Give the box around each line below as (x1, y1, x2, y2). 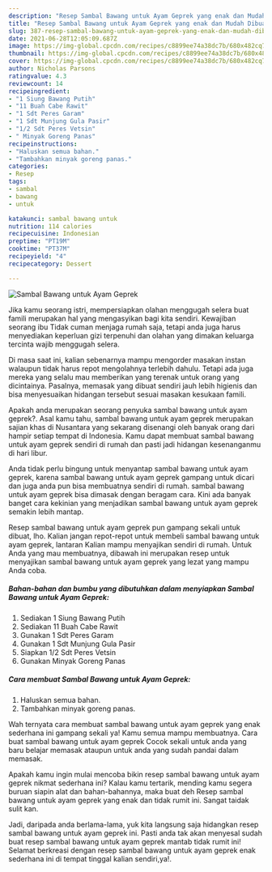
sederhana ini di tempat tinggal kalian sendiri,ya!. (8, 853, 172, 863)
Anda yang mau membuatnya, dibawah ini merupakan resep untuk (8, 548, 230, 558)
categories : (8, 163, 49, 171)
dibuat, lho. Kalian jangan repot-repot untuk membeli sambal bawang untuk (8, 531, 260, 541)
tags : (8, 177, 27, 186)
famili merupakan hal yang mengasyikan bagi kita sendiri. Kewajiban (8, 313, 236, 323)
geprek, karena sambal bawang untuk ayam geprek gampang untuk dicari (8, 472, 255, 482)
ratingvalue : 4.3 (8, 72, 67, 80)
